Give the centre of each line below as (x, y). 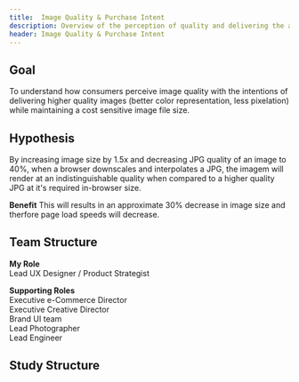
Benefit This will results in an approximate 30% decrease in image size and (148, 205)
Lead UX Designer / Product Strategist (79, 273)
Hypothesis (42, 138)
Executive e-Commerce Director (68, 299)
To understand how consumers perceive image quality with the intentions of (149, 92)
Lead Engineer (36, 338)
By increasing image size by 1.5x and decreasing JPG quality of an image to (148, 159)
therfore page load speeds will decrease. (85, 215)
